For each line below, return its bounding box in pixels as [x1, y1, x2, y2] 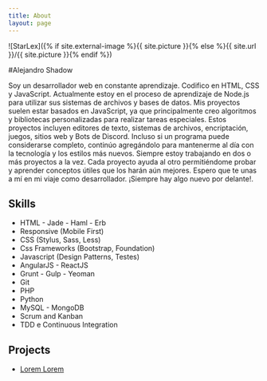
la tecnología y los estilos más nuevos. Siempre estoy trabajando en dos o [8, 149, 252, 158]
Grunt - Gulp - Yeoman [19, 269, 96, 279]
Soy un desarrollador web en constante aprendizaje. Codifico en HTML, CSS [8, 81, 260, 90]
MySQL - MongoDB [19, 303, 84, 312]
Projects [8, 343, 51, 356]
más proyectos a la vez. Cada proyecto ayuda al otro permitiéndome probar [8, 157, 257, 166]
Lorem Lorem [19, 364, 65, 374]
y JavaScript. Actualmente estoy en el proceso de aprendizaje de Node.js [8, 89, 249, 98]
